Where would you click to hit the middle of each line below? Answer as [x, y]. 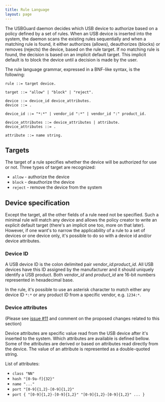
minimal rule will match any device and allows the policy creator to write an [81, 220]
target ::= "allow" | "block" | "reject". [49, 92]
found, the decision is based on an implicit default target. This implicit [76, 54]
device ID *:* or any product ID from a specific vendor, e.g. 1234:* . [73, 295]
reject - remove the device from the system [57, 187]
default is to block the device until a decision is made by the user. [71, 60]
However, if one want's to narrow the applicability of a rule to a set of [75, 231]
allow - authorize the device [41, 177]
